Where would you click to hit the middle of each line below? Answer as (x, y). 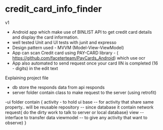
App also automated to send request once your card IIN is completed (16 (85, 63)
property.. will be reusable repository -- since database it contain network (79, 107)
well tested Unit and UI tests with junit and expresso (64, 42)
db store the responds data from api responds (58, 87)
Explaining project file (27, 78)
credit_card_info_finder (53, 9)
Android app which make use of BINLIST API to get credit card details (82, 32)
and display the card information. (45, 37)
